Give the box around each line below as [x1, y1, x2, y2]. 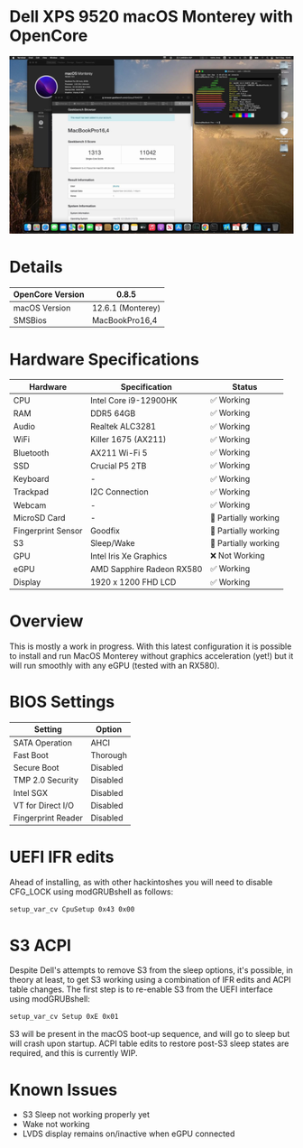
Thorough [90, 749, 128, 760]
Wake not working [22, 1119, 90, 1130]
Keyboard [13, 474, 50, 485]
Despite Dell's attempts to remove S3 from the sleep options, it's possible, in [9, 965, 293, 976]
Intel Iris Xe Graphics [89, 551, 168, 561]
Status [232, 381, 258, 392]
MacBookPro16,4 [91, 314, 158, 326]
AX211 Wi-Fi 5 [89, 447, 148, 458]
